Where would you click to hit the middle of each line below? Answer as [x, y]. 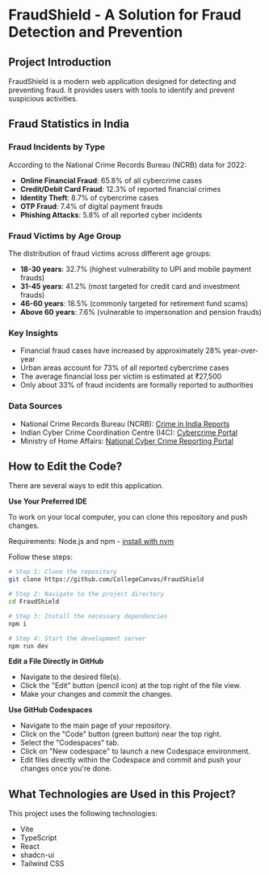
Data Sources [36, 406]
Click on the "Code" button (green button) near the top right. [121, 734]
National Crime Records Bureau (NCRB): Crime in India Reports [125, 423]
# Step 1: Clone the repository [63, 572]
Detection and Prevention [96, 32]
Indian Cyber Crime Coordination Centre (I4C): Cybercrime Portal [129, 432]
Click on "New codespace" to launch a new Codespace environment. [135, 751]
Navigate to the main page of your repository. [96, 725]
